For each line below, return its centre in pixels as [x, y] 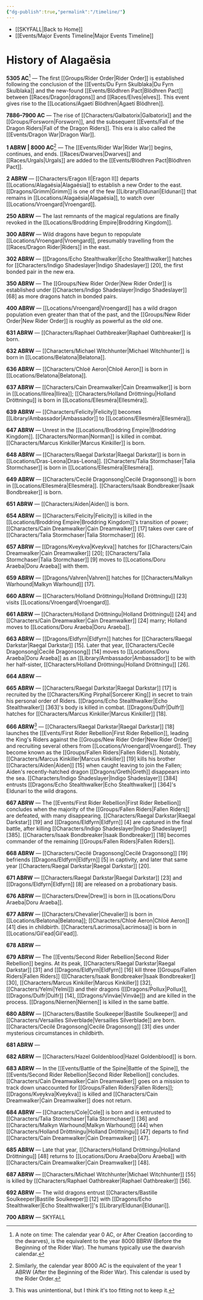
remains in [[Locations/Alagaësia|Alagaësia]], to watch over [81, 198]
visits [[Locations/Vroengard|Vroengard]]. [58, 602]
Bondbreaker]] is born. [34, 492]
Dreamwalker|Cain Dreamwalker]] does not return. [69, 1100]
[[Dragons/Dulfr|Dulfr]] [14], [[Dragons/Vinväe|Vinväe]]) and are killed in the [101, 995]
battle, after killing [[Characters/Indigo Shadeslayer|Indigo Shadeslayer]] [97, 828]
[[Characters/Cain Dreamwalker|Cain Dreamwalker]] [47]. [78, 1138]
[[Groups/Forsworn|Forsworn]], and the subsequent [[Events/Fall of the [95, 122]
